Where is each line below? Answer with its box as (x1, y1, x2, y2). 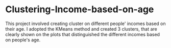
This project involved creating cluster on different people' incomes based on (5, 20, 166, 27)
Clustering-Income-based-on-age (5, 4, 154, 15)
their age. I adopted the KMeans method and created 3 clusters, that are (5, 26, 157, 32)
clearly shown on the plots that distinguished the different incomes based (5, 31, 160, 37)
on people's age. (5, 37, 41, 43)
